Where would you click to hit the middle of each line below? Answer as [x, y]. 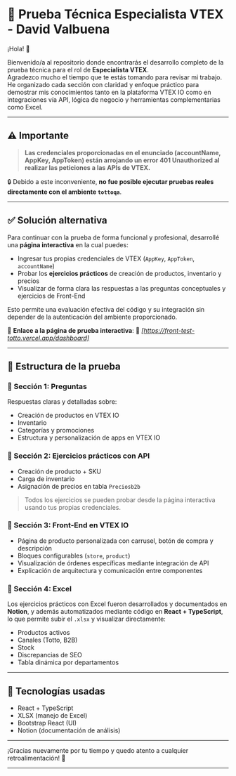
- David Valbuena [59, 29]
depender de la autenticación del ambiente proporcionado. [92, 317]
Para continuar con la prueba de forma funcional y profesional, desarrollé [113, 237]
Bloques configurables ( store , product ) [74, 555]
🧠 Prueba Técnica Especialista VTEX [116, 14]
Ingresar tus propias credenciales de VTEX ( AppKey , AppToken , [106, 258]
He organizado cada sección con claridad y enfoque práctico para [103, 84]
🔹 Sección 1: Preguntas [47, 386]
